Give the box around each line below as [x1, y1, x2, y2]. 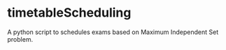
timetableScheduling [7, 5, 132, 21]
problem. [7, 35, 34, 43]
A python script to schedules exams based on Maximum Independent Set [7, 28, 219, 36]
